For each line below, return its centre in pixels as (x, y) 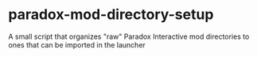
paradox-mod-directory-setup (111, 15)
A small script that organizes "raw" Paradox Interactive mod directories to (129, 36)
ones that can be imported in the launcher (77, 44)
